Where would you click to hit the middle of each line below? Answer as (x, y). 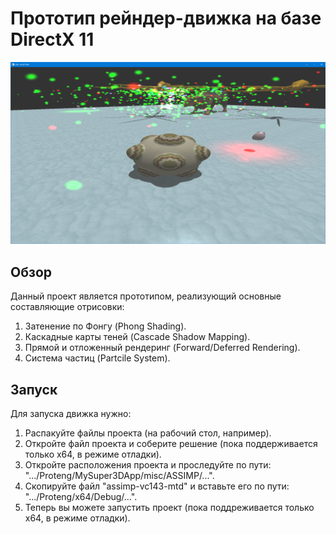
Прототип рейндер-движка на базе (166, 18)
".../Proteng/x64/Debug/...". (81, 496)
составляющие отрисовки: (67, 307)
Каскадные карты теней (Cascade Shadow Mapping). (137, 337)
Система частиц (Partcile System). (97, 358)
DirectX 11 (52, 39)
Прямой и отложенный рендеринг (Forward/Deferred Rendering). (162, 348)
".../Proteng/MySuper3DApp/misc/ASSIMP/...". (119, 475)
